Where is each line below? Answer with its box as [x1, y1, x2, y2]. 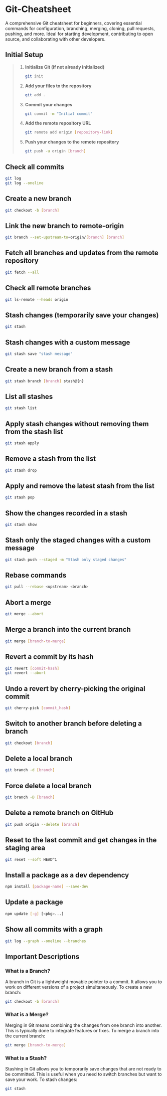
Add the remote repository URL [25, 120, 91, 126]
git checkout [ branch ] [5, 741, 53, 746]
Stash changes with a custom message [5, 338, 130, 346]
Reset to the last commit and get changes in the [5, 836, 157, 844]
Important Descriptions [5, 952, 80, 961]
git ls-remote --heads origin [5, 297, 69, 302]
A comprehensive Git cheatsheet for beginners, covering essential [5, 20, 142, 26]
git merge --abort [5, 612, 44, 617]
